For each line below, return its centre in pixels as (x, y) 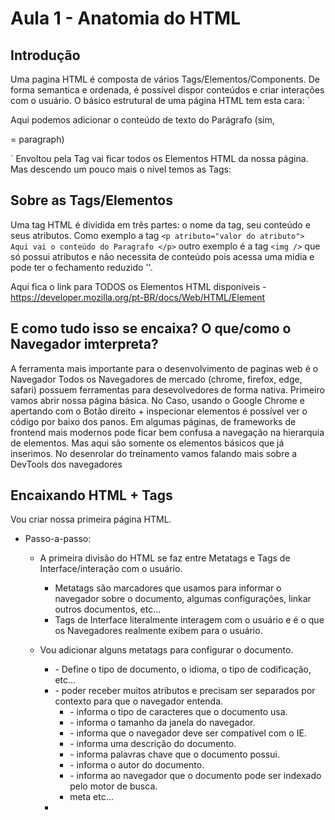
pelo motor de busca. (113, 786)
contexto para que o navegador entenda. (139, 701)
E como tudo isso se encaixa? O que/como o (151, 328)
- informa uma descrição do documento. (153, 744)
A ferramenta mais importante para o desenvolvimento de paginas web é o (164, 368)
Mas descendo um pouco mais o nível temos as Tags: (121, 169)
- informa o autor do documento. (137, 765)
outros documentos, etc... (108, 609)
